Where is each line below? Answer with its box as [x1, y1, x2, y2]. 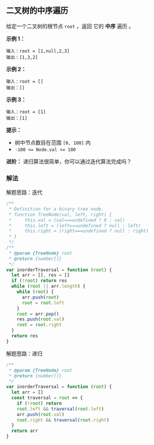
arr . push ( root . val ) [17, 411, 65, 417]
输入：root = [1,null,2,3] [6, 48, 70, 54]
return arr [11, 428, 38, 434]
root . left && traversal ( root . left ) [17, 406, 104, 412]
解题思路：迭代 [6, 189, 42, 196]
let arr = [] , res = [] [11, 272, 70, 278]
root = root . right [17, 322, 62, 328]
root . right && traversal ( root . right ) [17, 417, 110, 423]
